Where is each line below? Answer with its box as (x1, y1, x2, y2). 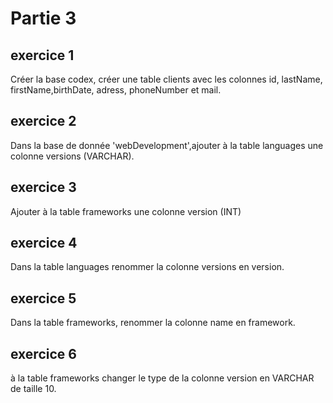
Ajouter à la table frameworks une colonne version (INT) (10, 205, 242, 217)
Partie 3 (10, 7, 77, 30)
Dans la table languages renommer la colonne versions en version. (10, 261, 285, 273)
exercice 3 (10, 179, 77, 196)
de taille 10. (10, 383, 57, 395)
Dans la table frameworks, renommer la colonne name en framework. (10, 317, 296, 329)
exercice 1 (10, 47, 75, 64)
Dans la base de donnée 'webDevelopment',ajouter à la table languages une (10, 139, 324, 151)
